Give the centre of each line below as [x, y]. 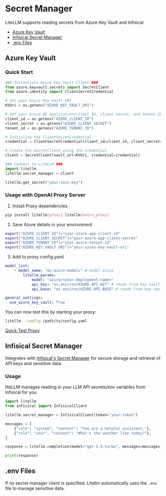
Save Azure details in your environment [52, 224]
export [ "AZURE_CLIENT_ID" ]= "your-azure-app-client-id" [63, 234]
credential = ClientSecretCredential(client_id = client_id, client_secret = [84, 142]
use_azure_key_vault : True [37, 303]
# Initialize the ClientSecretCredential [48, 137]
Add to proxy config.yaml [38, 257]
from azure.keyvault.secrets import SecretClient [57, 87]
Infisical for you [21, 392]
